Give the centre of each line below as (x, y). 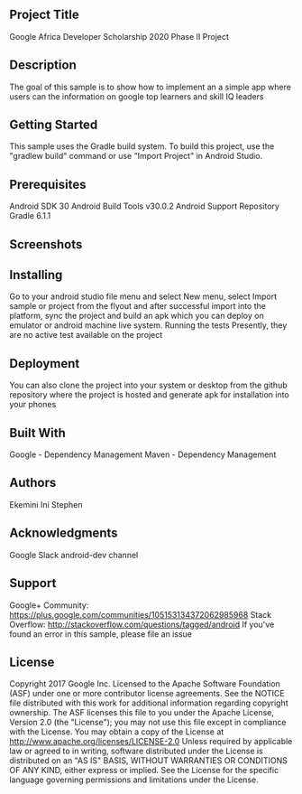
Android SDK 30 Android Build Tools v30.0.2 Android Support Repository (144, 206)
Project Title (44, 15)
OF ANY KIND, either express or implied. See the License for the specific (144, 771)
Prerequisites (48, 184)
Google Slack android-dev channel (74, 555)
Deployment (45, 364)
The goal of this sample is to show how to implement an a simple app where (150, 87)
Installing (36, 275)
